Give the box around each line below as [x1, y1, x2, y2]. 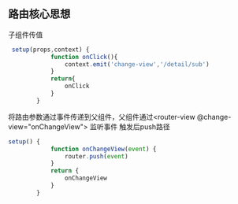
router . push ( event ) [64, 152, 128, 160]
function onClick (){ [50, 53, 118, 61]
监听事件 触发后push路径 [89, 121, 171, 132]
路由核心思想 [8, 7, 71, 21]
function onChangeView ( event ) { [50, 145, 157, 153]
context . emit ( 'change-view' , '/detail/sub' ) [64, 60, 210, 69]
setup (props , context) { [11, 46, 90, 54]
